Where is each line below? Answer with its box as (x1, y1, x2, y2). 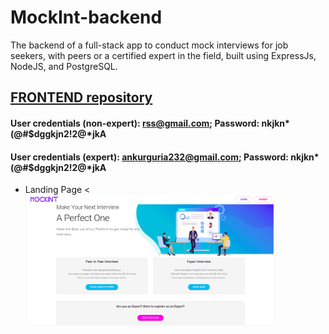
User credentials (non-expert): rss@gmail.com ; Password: (10, 117, 260, 129)
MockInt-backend (10, 6, 163, 29)
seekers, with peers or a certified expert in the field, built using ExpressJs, (10, 49, 317, 61)
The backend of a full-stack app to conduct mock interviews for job (10, 39, 289, 51)
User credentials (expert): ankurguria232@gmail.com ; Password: (10, 151, 289, 163)
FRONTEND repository (10, 89, 153, 106)
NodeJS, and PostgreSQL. (10, 60, 118, 72)
